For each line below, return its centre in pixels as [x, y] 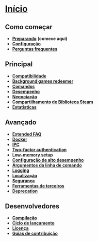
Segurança [23, 181]
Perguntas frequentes [35, 49]
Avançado [21, 122]
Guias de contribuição [35, 233]
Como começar [29, 27]
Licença [20, 228]
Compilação [24, 218]
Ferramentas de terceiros [38, 185]
